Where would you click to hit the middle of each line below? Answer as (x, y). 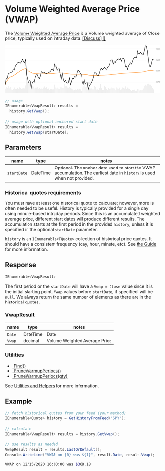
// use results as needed (31, 444)
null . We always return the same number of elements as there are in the (78, 297)
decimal (31, 341)
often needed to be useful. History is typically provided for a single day (77, 208)
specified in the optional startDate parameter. (52, 230)
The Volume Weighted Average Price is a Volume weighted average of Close (82, 33)
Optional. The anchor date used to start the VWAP (105, 168)
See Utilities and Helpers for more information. (52, 386)
